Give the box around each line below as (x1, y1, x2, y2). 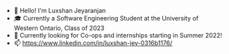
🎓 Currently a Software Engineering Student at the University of (13, 14, 199, 22)
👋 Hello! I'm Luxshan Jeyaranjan (13, 7, 106, 14)
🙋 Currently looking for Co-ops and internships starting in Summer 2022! (13, 31, 223, 39)
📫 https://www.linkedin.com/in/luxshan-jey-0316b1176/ (13, 39, 173, 47)
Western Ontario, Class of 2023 (13, 24, 105, 32)
